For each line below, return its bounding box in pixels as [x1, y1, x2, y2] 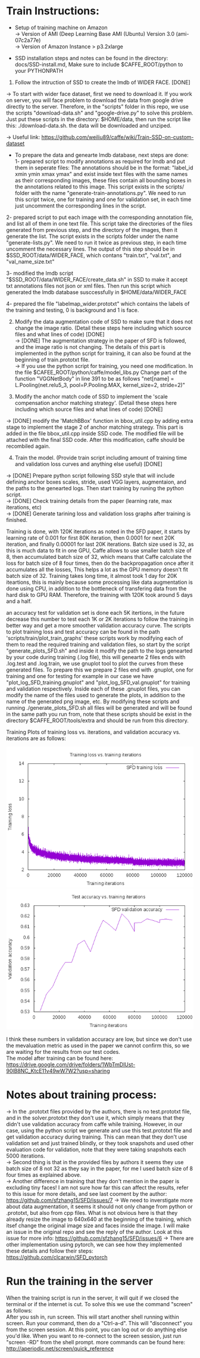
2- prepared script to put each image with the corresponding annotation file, [6, 214, 193, 221]
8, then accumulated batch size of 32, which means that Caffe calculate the [6, 553, 192, 560]
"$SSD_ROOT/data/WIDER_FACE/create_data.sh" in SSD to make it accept [6, 276, 188, 283]
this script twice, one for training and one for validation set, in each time [14, 196, 192, 203]
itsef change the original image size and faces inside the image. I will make [6, 1221, 189, 1229]
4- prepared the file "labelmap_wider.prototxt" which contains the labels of [6, 300, 190, 307]
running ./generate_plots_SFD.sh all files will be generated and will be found [6, 704, 192, 711]
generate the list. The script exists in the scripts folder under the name [6, 233, 179, 240]
